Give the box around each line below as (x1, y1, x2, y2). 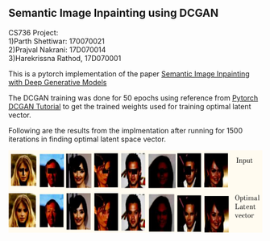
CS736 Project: (8, 27, 59, 37)
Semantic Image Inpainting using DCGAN (8, 6, 219, 20)
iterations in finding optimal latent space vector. (8, 134, 167, 144)
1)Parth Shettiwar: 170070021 (8, 36, 105, 46)
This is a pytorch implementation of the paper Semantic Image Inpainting (8, 68, 250, 79)
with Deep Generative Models (8, 77, 107, 87)
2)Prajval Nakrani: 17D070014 (8, 44, 106, 55)
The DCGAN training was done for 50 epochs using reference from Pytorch (8, 92, 259, 103)
